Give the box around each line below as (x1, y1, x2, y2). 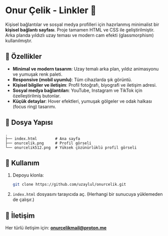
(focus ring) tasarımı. (12, 104, 57, 110)
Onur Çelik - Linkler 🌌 (5, 5, 97, 16)
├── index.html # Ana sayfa (5, 136, 80, 141)
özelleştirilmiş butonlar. (12, 92, 61, 98)
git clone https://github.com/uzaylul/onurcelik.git (12, 182, 127, 187)
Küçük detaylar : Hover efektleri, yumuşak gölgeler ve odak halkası (12, 98, 152, 104)
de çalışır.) (12, 196, 34, 203)
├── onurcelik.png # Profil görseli (5, 141, 92, 146)
